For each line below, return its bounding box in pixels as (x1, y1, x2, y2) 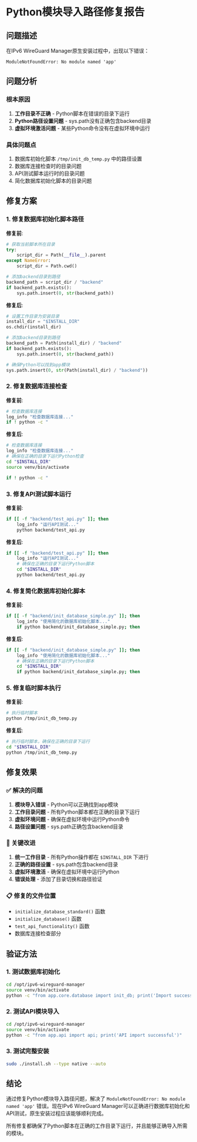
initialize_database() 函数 (14, 915, 82, 922)
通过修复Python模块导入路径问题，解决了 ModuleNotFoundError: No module (6, 1095, 186, 1102)
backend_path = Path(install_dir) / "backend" (6, 340, 122, 347)
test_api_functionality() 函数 (14, 923, 90, 930)
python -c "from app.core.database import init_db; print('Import (6, 992, 172, 999)
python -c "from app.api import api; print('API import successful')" (6, 1032, 182, 1038)
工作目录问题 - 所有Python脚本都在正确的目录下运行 (14, 808, 140, 815)
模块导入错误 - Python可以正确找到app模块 (14, 801, 118, 808)
